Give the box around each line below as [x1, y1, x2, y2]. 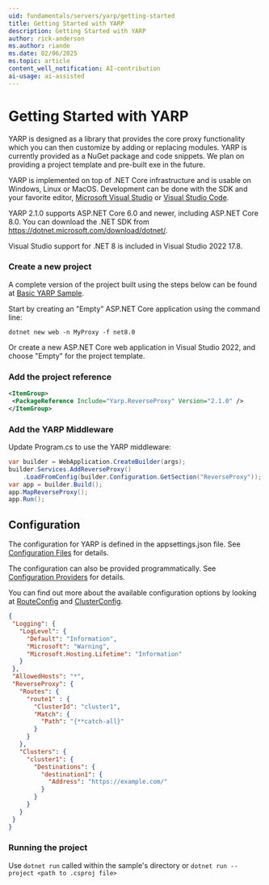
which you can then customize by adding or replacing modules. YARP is [8, 143, 248, 152]
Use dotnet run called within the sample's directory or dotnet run [8, 860, 228, 870]
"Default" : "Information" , [26, 635, 117, 643]
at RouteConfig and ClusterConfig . [8, 597, 124, 606]
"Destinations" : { [33, 763, 95, 771]
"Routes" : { [19, 687, 60, 696]
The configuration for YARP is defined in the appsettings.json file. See [8, 539, 241, 549]
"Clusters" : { [19, 747, 67, 755]
